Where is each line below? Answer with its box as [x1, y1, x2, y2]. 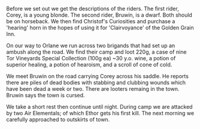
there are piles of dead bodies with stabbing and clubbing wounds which [6, 79, 186, 86]
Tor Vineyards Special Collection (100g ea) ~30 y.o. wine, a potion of [6, 55, 176, 62]
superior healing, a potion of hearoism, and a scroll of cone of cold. [6, 61, 172, 68]
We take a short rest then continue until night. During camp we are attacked [6, 103, 193, 110]
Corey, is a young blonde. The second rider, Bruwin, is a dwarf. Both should [6, 11, 193, 19]
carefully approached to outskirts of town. [6, 116, 110, 123]
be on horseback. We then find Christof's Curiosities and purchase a [6, 18, 175, 24]
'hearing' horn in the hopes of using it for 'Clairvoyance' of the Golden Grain [6, 24, 194, 31]
